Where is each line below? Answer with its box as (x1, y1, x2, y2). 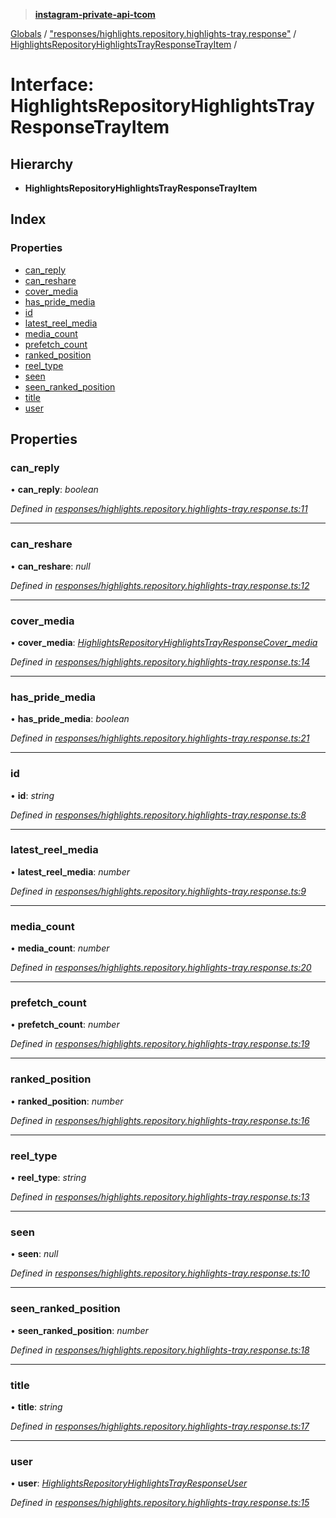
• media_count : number (10, 942, 110, 954)
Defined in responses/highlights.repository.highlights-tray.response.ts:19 (10, 1038, 310, 1050)
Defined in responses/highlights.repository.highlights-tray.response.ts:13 (10, 1191, 310, 1203)
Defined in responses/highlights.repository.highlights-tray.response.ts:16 (10, 1114, 310, 1126)
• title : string (10, 1400, 63, 1413)
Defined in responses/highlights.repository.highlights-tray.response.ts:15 (10, 1497, 310, 1509)
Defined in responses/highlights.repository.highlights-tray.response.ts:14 (10, 655, 311, 668)
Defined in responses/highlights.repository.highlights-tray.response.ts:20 (10, 962, 312, 974)
